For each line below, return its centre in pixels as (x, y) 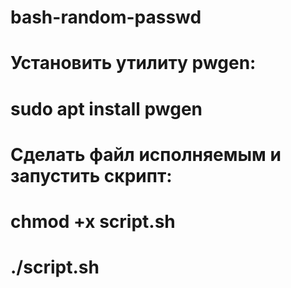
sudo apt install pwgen (106, 108)
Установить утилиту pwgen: (133, 63)
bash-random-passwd (106, 17)
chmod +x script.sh (93, 221)
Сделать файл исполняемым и (146, 154)
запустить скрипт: (91, 175)
